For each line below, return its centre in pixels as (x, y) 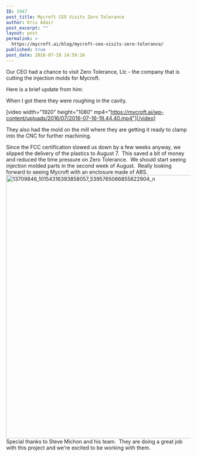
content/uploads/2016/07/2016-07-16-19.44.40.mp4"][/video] (81, 118)
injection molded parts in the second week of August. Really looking (89, 166)
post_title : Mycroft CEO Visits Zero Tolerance (65, 17)
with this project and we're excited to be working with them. (78, 448)
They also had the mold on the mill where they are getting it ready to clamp (97, 129)
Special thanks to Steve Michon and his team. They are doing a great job (94, 441)
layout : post (22, 33)
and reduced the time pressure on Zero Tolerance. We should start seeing (96, 159)
